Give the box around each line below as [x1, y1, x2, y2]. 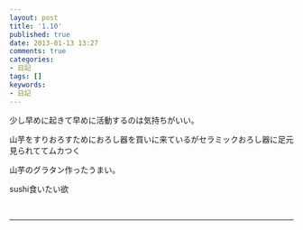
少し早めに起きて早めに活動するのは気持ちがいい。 [9, 115, 199, 125]
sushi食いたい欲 [9, 183, 69, 194]
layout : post [9, 13, 59, 23]
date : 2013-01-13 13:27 [9, 38, 99, 48]
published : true [9, 30, 70, 39]
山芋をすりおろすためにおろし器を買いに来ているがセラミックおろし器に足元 [9, 133, 294, 144]
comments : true [9, 47, 67, 56]
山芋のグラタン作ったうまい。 [9, 164, 120, 175]
